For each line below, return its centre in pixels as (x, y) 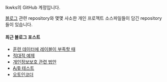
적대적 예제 (24, 56)
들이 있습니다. (19, 25)
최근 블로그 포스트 (23, 37)
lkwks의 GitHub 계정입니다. (33, 7)
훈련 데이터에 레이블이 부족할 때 (44, 49)
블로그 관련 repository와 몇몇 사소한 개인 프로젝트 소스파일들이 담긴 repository (83, 18)
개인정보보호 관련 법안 (35, 62)
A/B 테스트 (23, 68)
